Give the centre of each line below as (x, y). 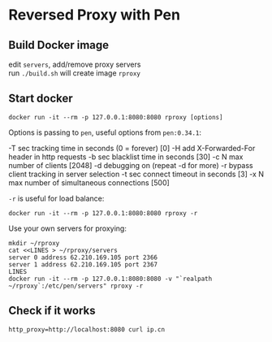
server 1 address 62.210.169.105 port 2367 (83, 264)
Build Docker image (59, 45)
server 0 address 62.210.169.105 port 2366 (83, 258)
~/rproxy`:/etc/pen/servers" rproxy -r (76, 286)
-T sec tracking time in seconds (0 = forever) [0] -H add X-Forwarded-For (132, 148)
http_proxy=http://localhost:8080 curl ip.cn (86, 329)
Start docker (41, 99)
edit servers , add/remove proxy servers (75, 64)
